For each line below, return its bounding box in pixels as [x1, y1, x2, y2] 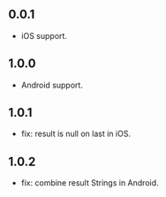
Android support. [20, 80, 83, 90]
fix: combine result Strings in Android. [20, 178, 160, 188]
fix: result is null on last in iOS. [20, 128, 132, 140]
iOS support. [20, 30, 68, 41]
